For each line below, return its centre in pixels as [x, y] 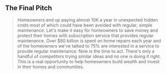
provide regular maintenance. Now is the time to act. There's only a [86, 51]
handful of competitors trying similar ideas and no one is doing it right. [89, 56]
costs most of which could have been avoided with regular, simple [85, 25]
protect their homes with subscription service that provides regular [85, 35]
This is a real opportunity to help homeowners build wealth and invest [88, 61]
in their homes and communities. [51, 67]
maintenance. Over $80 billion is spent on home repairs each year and [89, 41]
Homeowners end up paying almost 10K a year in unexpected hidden [87, 20]
